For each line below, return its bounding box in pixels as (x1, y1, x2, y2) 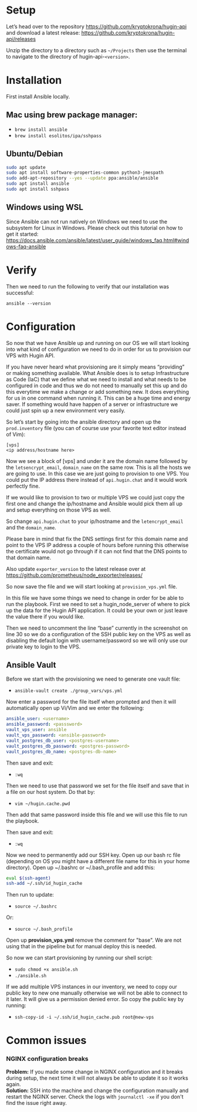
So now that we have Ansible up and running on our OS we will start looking (6, 339, 189, 346)
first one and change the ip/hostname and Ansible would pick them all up (6, 500, 183, 507)
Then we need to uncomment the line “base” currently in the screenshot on (6, 624, 188, 631)
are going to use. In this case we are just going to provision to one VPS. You (6, 470, 189, 477)
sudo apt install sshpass (6, 186, 69, 192)
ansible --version (6, 300, 51, 306)
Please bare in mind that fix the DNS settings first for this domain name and (6, 535, 188, 542)
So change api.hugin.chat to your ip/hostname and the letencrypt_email (6, 518, 184, 525)
